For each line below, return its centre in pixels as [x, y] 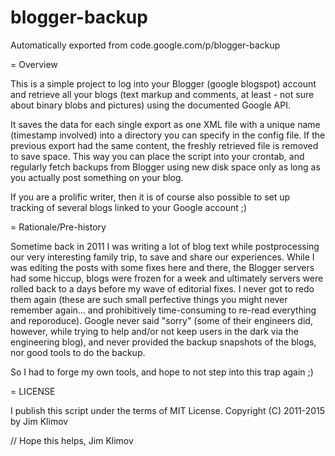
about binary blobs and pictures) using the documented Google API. [150, 105]
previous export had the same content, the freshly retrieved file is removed [164, 145]
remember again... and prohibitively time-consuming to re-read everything [163, 310]
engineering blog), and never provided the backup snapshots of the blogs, [163, 342]
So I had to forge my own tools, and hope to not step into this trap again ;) [162, 372]
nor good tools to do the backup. [78, 352]
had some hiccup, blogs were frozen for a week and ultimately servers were [167, 278]
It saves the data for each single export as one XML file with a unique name [165, 124]
